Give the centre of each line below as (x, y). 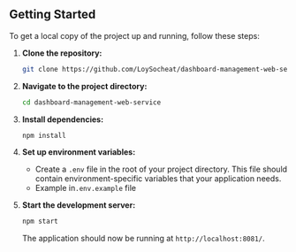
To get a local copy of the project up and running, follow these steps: (135, 35)
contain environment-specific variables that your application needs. (158, 179)
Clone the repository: (62, 53)
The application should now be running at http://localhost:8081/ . (143, 239)
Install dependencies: (63, 119)
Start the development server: (79, 205)
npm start (40, 221)
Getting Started (53, 15)
